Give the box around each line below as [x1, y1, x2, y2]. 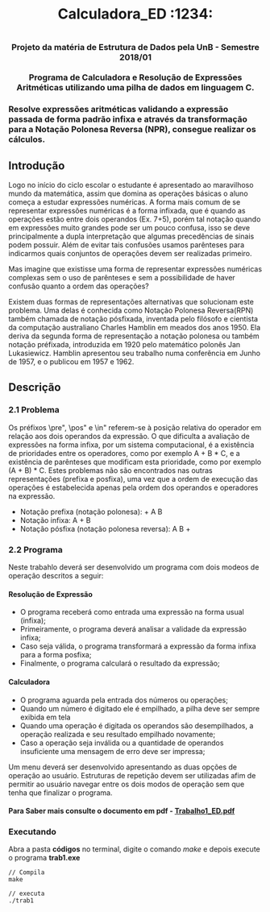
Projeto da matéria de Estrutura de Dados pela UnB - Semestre [10, 42, 260, 53]
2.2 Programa [8, 544, 63, 555]
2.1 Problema [8, 404, 60, 416]
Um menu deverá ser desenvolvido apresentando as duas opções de [8, 762, 238, 772]
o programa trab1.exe [8, 853, 81, 863]
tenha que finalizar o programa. [8, 787, 113, 798]
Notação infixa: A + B [19, 515, 91, 524]
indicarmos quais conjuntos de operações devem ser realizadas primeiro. [8, 249, 252, 259]
